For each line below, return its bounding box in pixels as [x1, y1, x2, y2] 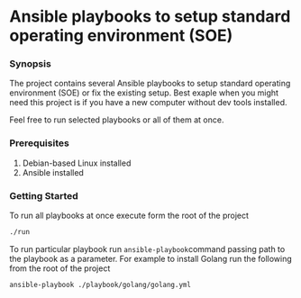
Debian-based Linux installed [22, 158, 132, 168]
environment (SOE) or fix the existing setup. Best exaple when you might [9, 87, 279, 98]
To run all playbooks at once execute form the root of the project [9, 210, 250, 221]
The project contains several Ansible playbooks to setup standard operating [9, 78, 291, 89]
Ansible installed [22, 167, 84, 177]
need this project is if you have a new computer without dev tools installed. [9, 97, 287, 108]
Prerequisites [9, 137, 69, 149]
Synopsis [9, 58, 51, 70]
